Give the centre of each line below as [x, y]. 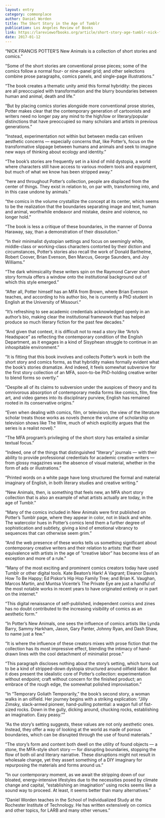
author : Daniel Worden [28, 19]
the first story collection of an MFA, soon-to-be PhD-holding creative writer [81, 372]
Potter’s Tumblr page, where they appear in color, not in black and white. [79, 517]
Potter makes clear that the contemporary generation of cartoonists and [78, 111]
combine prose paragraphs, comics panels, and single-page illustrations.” [80, 76]
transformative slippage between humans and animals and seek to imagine [81, 146]
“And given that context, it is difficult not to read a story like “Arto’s [72, 331]
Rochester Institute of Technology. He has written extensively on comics [78, 805]
